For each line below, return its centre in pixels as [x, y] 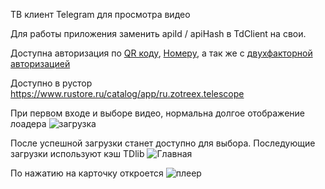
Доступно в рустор [51, 83]
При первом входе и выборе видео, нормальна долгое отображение [157, 113]
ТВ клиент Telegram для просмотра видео [100, 14]
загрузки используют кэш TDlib [77, 153]
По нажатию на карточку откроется [87, 173]
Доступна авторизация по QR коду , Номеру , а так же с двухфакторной [161, 53]
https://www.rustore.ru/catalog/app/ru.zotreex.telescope [127, 93]
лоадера [28, 123]
